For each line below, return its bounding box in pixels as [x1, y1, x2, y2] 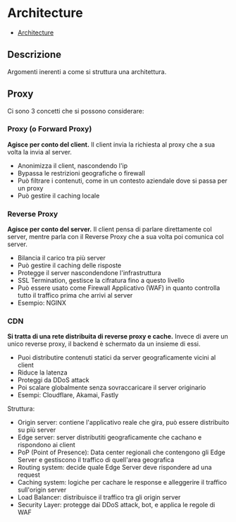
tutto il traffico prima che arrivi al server [17, 291, 133, 300]
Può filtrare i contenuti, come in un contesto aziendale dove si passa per [17, 176, 228, 185]
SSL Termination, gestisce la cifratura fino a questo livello [17, 277, 185, 285]
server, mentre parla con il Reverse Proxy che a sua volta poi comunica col [7, 233, 224, 241]
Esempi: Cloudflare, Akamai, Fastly [17, 391, 119, 399]
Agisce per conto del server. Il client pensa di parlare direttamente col [7, 225, 213, 233]
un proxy [17, 183, 44, 192]
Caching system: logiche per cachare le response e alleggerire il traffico [17, 478, 228, 487]
